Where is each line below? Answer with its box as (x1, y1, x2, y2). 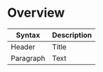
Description (52, 30, 92, 40)
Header (11, 42, 36, 52)
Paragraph (11, 53, 46, 63)
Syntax (15, 30, 41, 40)
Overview (7, 5, 65, 21)
